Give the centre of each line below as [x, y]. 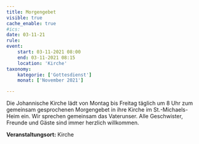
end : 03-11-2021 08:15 [46, 58]
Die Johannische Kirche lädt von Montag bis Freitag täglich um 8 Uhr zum [100, 103]
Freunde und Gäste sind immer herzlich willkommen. [73, 123]
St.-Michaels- [171, 110]
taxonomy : [19, 69]
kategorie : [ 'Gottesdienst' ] [55, 75]
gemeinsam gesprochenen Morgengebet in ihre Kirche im [79, 110]
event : [15, 47]
